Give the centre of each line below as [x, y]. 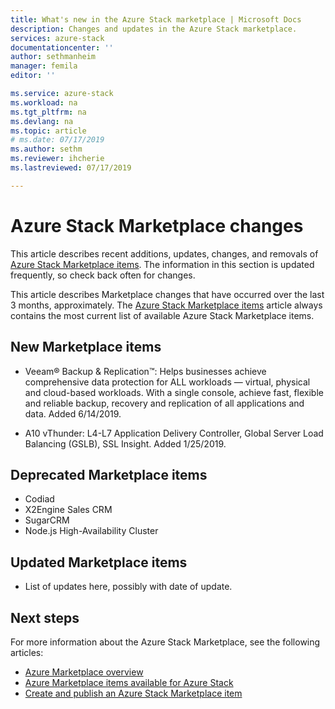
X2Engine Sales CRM [68, 510]
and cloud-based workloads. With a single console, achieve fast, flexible [174, 392]
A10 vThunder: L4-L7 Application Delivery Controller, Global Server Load [174, 433]
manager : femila [44, 66]
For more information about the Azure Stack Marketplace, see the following [165, 642]
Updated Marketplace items [99, 562]
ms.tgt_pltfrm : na [48, 112]
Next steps [45, 617]
